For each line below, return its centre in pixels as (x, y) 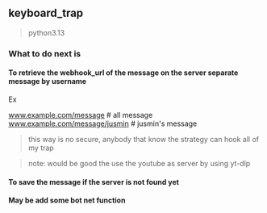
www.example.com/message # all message (81, 115)
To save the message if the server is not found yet (94, 182)
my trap (41, 148)
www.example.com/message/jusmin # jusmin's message (103, 123)
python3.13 (46, 32)
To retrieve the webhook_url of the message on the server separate (123, 73)
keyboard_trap (46, 13)
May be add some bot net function (67, 200)
